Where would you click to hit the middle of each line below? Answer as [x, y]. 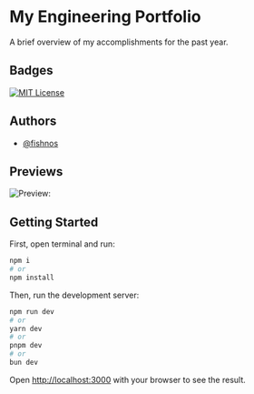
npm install [32, 278]
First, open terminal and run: [62, 244]
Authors [33, 121]
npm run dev [32, 311]
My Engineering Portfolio [105, 17]
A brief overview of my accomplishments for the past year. [119, 42]
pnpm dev [26, 346]
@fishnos [40, 143]
